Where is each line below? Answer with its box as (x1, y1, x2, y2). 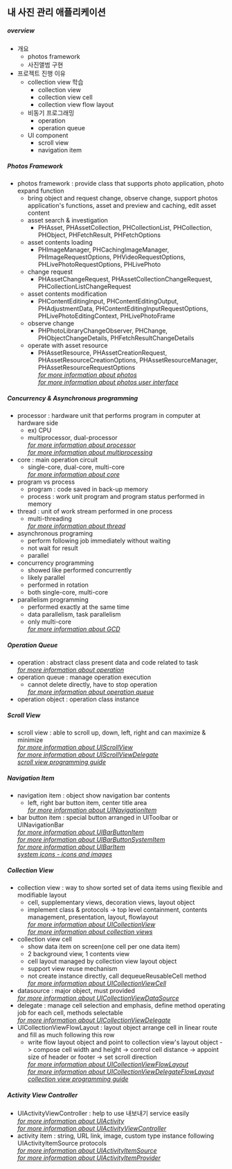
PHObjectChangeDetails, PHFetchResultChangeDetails (37, 334, 195, 342)
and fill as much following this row (17, 1031, 115, 1039)
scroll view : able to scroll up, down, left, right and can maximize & (17, 728, 206, 737)
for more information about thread (27, 522, 126, 530)
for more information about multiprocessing (27, 448, 153, 457)
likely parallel (27, 574, 66, 582)
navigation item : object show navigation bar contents (17, 791, 170, 800)
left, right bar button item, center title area (27, 799, 148, 807)
